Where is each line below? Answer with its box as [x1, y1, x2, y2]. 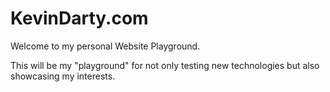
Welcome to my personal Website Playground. [10, 40, 201, 52]
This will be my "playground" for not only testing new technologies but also [10, 59, 320, 71]
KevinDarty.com [10, 7, 149, 30]
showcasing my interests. [10, 70, 116, 82]
